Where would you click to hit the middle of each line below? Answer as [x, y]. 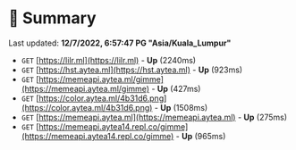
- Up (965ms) [201, 136]
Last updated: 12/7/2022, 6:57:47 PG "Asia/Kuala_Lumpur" [120, 43]
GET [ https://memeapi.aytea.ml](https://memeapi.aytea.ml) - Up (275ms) [154, 117]
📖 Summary [52, 18]
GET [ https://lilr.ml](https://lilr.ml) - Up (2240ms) [109, 60]
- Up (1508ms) [181, 107]
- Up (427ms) [176, 88]
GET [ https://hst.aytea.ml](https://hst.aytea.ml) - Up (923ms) [132, 70]
